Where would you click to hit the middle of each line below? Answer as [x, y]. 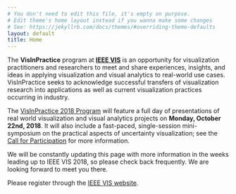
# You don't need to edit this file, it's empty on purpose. [99, 14]
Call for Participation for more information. [69, 141]
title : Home [25, 40]
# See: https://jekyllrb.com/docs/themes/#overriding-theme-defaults [112, 27]
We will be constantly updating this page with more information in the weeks [118, 155]
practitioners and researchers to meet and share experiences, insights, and [116, 67]
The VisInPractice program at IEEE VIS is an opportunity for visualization [113, 60]
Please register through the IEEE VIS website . [73, 183]
